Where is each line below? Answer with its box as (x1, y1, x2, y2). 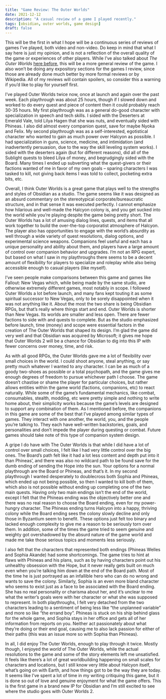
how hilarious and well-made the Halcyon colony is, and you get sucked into (5, 207, 161, 213)
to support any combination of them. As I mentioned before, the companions (5, 406, 162, 412)
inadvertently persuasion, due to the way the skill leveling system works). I (5, 144, 157, 150)
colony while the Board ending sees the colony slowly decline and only (5, 510, 150, 516)
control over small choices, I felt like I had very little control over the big (5, 447, 151, 453)
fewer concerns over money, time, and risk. (5, 343, 94, 349)
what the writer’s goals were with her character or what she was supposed (5, 594, 158, 600)
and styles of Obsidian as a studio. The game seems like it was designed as (5, 191, 160, 197)
